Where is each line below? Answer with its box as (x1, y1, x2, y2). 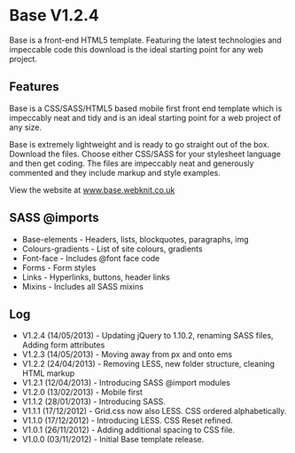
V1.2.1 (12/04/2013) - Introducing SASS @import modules (21, 377, 230, 388)
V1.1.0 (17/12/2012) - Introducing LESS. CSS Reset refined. (21, 415, 233, 426)
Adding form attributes (21, 339, 105, 351)
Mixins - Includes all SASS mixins (21, 281, 144, 291)
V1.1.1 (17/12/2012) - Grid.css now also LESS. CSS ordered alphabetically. (21, 406, 287, 417)
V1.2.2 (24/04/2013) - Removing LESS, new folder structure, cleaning (21, 359, 276, 370)
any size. (9, 122, 43, 132)
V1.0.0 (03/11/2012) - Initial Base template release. (21, 434, 205, 445)
